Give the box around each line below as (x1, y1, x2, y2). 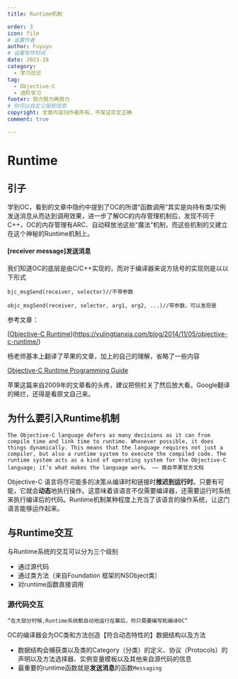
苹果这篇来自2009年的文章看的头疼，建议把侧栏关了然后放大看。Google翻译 (7, 381, 230, 389)
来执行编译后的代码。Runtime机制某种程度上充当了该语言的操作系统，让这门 (7, 495, 230, 504)
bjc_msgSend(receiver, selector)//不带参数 (7, 288, 133, 295)
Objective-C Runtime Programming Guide (7, 366, 129, 374)
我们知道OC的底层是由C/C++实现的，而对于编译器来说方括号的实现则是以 (7, 264, 222, 272)
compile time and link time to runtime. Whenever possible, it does (7, 438, 214, 445)
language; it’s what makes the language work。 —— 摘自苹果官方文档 (7, 464, 204, 471)
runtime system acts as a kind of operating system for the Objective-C (7, 456, 227, 464)
